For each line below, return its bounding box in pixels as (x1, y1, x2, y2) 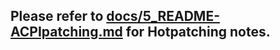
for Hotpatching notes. (125, 24, 271, 41)
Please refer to (10, 8, 104, 25)
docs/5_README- (106, 8, 220, 25)
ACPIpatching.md (10, 24, 123, 41)
